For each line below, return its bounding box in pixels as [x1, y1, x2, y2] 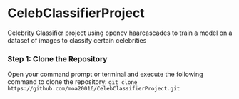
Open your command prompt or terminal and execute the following [7, 70, 203, 79]
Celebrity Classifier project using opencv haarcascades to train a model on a [7, 28, 233, 37]
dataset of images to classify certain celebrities [7, 36, 147, 44]
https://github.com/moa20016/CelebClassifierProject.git [7, 85, 180, 93]
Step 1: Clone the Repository [7, 53, 108, 63]
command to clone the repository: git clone [7, 78, 138, 86]
